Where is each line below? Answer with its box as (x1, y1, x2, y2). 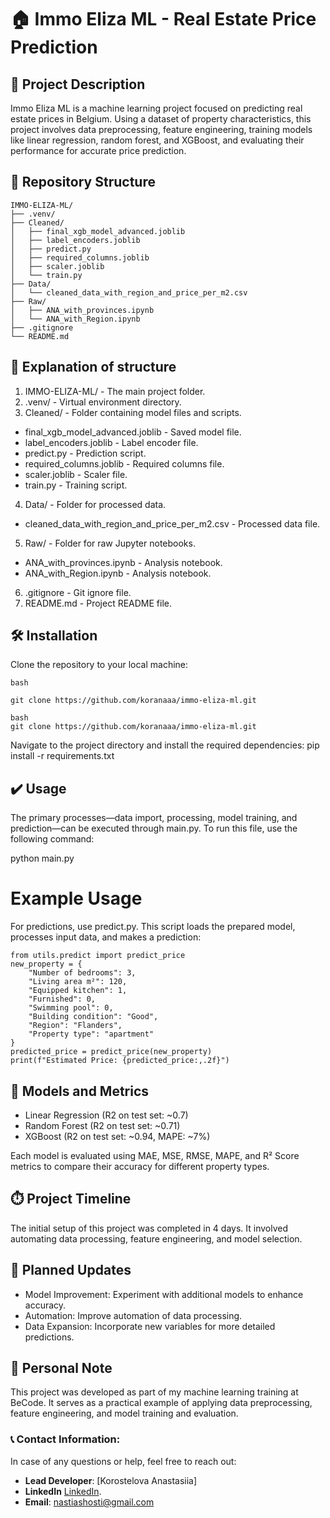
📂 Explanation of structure (10, 359, 177, 376)
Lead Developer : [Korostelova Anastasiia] (24, 1474, 198, 1486)
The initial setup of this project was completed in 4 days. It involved (10, 1222, 289, 1234)
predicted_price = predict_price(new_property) (10, 1047, 213, 1057)
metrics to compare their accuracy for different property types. (10, 1161, 270, 1172)
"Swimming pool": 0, (28, 1003, 114, 1013)
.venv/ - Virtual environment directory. (24, 396, 182, 408)
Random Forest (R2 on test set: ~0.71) (24, 1120, 181, 1131)
